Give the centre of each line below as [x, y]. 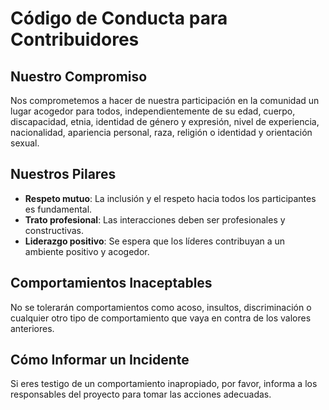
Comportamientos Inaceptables [111, 283]
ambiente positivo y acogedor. [87, 251]
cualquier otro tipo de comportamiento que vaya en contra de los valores [161, 318]
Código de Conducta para [119, 18]
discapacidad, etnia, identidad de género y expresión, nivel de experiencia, [165, 121]
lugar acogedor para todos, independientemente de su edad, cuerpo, [153, 111]
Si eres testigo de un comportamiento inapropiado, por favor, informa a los [164, 384]
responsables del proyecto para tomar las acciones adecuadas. [141, 394]
